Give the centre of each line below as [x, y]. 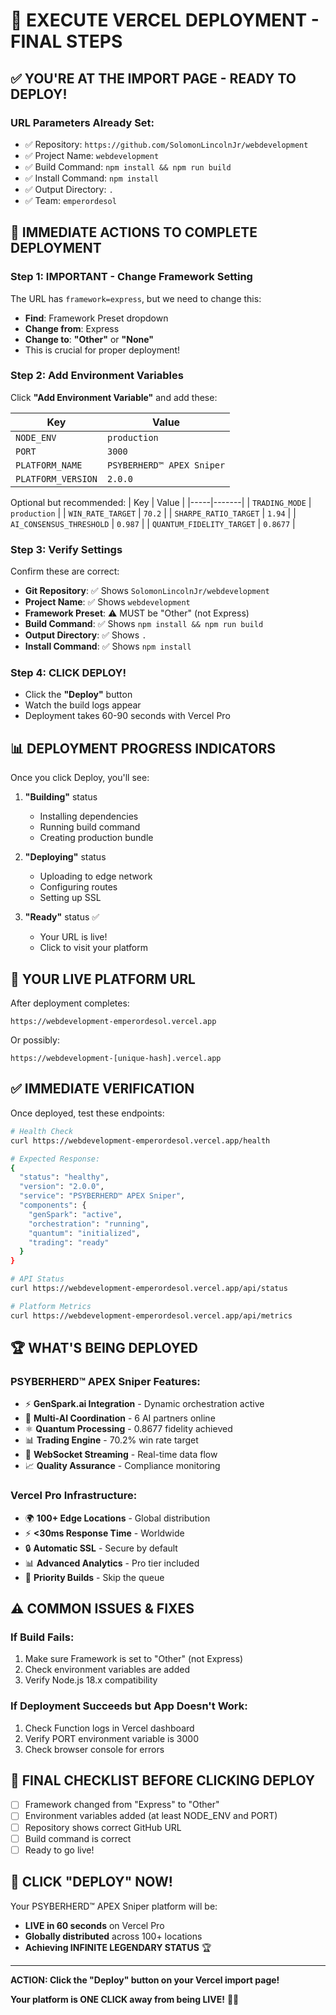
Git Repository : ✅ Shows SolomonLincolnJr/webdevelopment [147, 591]
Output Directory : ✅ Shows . [85, 635]
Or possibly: [35, 1040]
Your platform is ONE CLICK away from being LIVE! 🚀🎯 [125, 1999]
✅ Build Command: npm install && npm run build [128, 166]
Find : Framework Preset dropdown [96, 318]
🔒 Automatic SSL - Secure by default [101, 1548]
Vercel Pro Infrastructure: [74, 1496]
